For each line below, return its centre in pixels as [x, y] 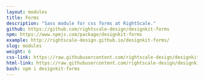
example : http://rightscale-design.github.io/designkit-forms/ [88, 40]
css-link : [19, 57]
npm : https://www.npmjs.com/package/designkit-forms [74, 35]
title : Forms [23, 18]
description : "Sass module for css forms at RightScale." [81, 23]
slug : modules [24, 46]
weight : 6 [19, 52]
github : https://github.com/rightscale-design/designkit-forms [88, 29]
